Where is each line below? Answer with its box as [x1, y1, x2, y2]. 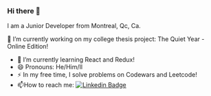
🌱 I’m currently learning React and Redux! [16, 56, 135, 64]
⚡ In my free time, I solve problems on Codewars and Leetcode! [16, 71, 197, 79]
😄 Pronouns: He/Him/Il [16, 63, 83, 71]
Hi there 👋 [7, 6, 41, 16]
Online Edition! [7, 43, 49, 51]
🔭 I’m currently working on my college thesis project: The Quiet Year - [7, 35, 205, 43]
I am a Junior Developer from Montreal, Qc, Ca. [7, 22, 141, 30]
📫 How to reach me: [16, 81, 74, 89]
